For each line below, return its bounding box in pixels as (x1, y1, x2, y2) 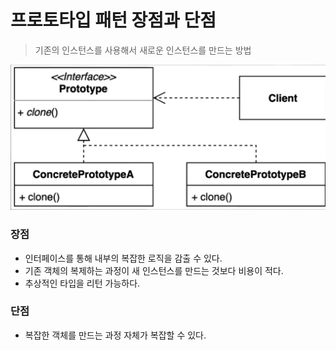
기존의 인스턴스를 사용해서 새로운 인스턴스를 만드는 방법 (34, 44, 252, 56)
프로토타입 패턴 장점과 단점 (10, 9, 217, 32)
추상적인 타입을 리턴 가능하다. (24, 277, 141, 289)
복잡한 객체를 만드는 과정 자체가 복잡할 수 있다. (24, 329, 207, 341)
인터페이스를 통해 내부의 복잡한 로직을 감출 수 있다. (24, 252, 223, 264)
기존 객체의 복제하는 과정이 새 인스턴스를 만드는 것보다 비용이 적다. (24, 264, 284, 276)
